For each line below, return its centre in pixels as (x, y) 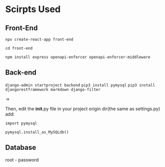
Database (21, 148)
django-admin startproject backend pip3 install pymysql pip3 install (80, 85)
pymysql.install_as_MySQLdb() (37, 132)
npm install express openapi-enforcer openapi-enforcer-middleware (78, 57)
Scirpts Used (33, 9)
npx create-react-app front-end (39, 39)
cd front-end (19, 48)
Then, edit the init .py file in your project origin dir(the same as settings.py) (83, 108)
